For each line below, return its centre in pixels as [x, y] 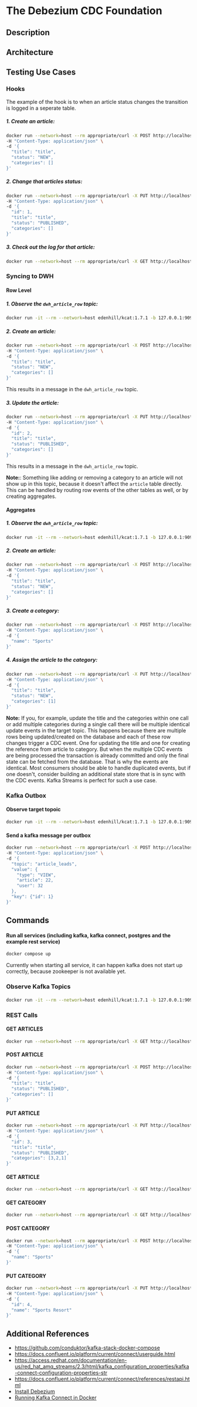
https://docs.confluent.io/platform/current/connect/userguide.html [95, 1354]
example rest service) [33, 941]
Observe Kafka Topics [38, 986]
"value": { [25, 869]
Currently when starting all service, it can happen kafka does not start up [94, 965]
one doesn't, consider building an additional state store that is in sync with [96, 774]
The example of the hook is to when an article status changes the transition [97, 101]
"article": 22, [35, 880]
